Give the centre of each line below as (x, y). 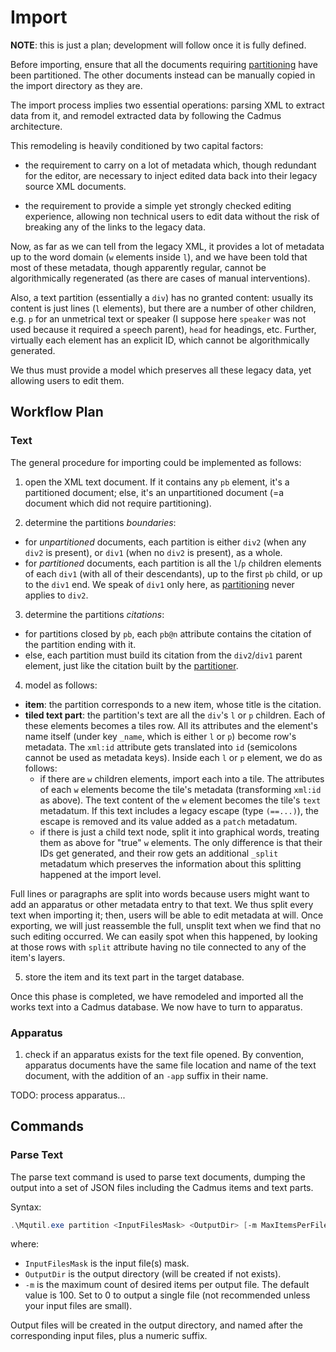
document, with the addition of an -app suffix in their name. (146, 1075)
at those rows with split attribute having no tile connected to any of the (158, 947)
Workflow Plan (57, 412)
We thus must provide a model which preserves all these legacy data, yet (161, 370)
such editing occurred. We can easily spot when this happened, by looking (164, 936)
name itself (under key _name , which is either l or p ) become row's (160, 736)
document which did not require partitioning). (118, 503)
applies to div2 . (56, 595)
